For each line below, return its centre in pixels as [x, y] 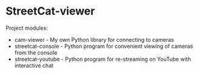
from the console [36, 52]
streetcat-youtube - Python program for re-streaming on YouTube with [103, 59]
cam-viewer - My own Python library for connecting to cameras [94, 39]
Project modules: [27, 28]
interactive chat [34, 66]
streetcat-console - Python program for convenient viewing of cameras [104, 46]
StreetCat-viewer [50, 11]
